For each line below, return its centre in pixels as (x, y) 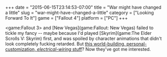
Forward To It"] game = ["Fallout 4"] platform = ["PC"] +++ (67, 18)
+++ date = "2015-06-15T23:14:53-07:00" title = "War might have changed (83, 7)
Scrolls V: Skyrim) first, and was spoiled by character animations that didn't (83, 38)
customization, (21, 49)
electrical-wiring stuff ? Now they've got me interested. (94, 49)
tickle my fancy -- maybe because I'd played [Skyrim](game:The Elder (78, 33)
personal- (137, 44)
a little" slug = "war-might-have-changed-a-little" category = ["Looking (80, 13)
